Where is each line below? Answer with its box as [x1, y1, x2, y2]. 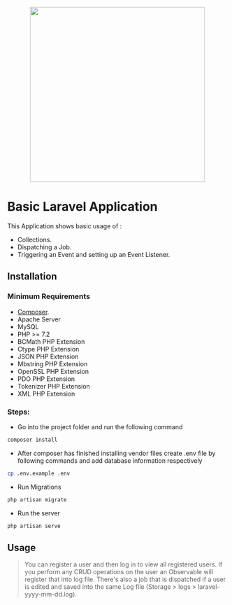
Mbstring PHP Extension [17, 359, 88, 368]
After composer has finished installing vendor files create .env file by [17, 449, 216, 457]
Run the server [17, 508, 61, 517]
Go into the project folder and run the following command [17, 422, 183, 431]
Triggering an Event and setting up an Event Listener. [17, 250, 171, 258]
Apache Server [17, 315, 61, 324]
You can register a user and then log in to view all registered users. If [24, 560, 223, 569]
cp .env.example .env [7, 470, 71, 477]
